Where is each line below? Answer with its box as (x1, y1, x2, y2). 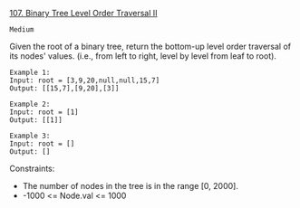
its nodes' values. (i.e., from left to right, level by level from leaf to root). (9, 51, 276, 61)
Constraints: (9, 163, 55, 174)
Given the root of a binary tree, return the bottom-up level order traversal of (9, 41, 292, 52)
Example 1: (9, 68, 51, 77)
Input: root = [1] (9, 108, 79, 117)
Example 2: (9, 99, 51, 109)
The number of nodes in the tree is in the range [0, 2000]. (22, 181, 238, 191)
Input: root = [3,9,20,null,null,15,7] (9, 76, 160, 85)
